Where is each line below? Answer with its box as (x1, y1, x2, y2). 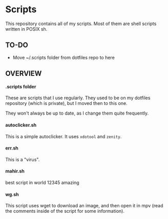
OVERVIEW (5, 69, 42, 78)
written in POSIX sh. (5, 26, 48, 32)
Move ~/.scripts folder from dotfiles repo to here (12, 54, 115, 60)
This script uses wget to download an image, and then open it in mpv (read (5, 203, 163, 209)
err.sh (5, 145, 19, 151)
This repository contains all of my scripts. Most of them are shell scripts (5, 20, 157, 27)
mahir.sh (5, 168, 25, 174)
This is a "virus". (5, 156, 40, 162)
